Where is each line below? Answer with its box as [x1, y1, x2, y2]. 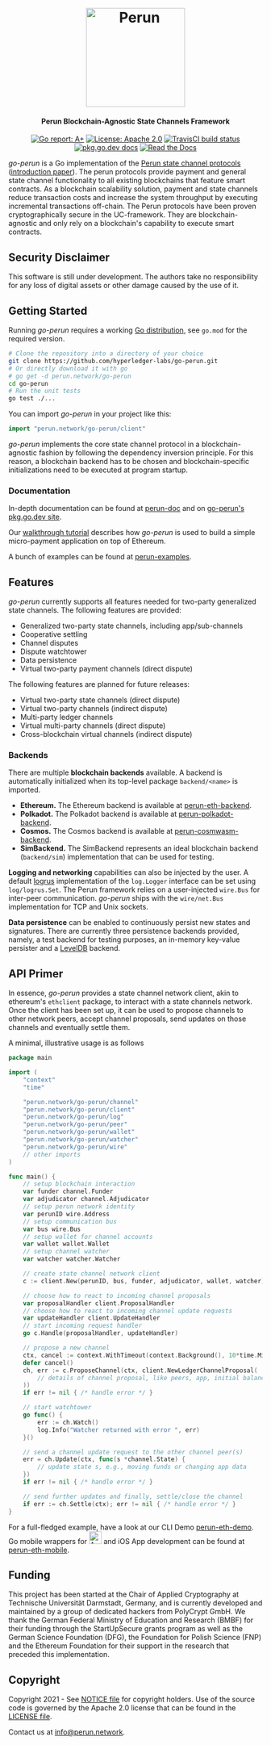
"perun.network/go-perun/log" [23, 1113, 125, 1121]
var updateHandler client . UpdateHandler [23, 1314, 161, 1322]
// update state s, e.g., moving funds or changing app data [37, 1463, 248, 1471]
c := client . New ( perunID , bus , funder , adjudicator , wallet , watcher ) [23, 1277, 265, 1285]
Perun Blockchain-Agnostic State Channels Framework [41, 116, 230, 126]
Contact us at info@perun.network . [8, 1727, 125, 1737]
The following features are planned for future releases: [8, 680, 190, 689]
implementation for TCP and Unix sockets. [8, 902, 149, 912]
